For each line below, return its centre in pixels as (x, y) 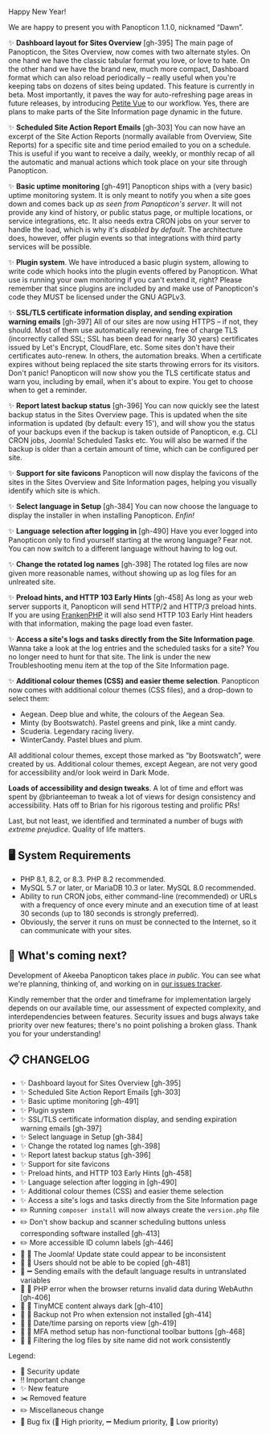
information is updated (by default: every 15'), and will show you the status (132, 423)
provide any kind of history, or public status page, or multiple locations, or (131, 212)
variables (35, 1280)
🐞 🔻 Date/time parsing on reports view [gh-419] (98, 1323)
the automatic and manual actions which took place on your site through (128, 162)
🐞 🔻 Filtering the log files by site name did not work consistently (125, 1341)
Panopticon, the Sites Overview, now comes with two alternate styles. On (129, 52)
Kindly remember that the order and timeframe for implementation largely (130, 999)
